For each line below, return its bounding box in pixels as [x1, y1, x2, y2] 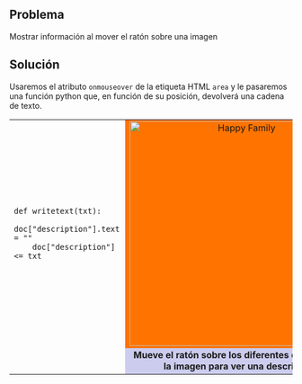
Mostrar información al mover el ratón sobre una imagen [9, 31, 218, 41]
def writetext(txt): [13, 206, 102, 216]
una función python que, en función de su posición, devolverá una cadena [9, 90, 285, 102]
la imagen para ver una [163, 360, 264, 372]
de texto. [9, 100, 42, 111]
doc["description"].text [13, 224, 120, 234]
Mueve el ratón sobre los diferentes [133, 348, 289, 361]
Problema [9, 7, 65, 22]
